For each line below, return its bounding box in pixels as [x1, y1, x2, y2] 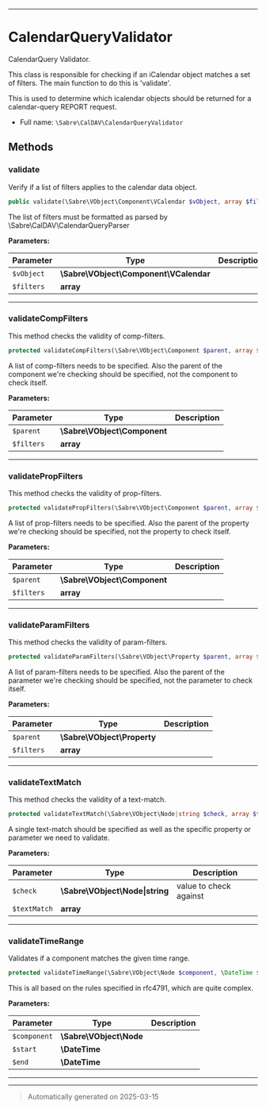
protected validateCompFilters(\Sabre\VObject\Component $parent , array [8, 346, 253, 354]
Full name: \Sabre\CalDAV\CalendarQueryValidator [19, 117, 184, 127]
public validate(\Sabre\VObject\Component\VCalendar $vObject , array [8, 198, 243, 206]
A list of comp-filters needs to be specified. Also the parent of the [8, 360, 223, 370]
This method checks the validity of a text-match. [8, 795, 166, 804]
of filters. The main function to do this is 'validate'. [8, 78, 172, 87]
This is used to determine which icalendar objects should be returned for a [8, 93, 252, 103]
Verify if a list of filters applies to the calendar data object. [8, 182, 198, 191]
